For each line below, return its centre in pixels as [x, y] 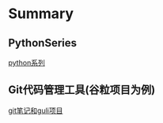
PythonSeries [43, 43]
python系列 [27, 63]
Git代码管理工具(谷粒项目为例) [82, 90]
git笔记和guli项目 [36, 110]
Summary [41, 14]
